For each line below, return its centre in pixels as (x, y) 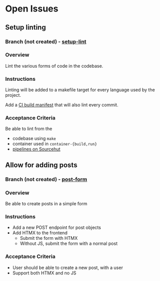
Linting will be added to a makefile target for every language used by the (80, 90)
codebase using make (34, 138)
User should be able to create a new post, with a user (68, 267)
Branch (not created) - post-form (46, 179)
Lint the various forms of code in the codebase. (54, 66)
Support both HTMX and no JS (44, 273)
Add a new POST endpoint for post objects (57, 228)
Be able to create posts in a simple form (46, 203)
